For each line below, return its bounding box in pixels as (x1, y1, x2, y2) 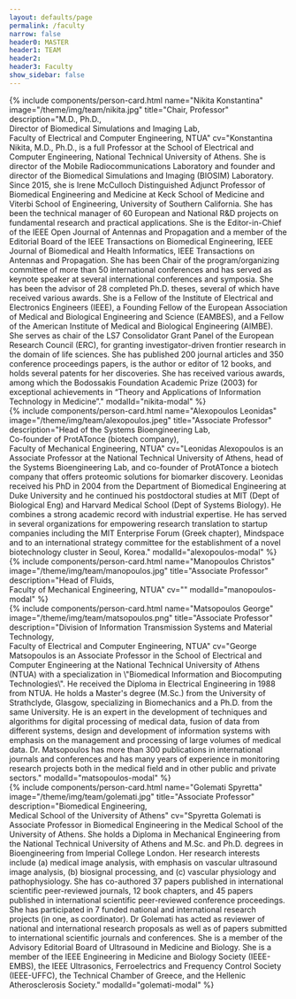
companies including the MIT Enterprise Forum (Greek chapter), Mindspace (9, 528, 285, 538)
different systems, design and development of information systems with (9, 725, 271, 736)
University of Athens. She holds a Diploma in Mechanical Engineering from (9, 829, 281, 840)
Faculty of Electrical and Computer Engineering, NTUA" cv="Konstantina (9, 132, 273, 143)
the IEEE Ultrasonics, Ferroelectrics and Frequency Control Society (38, 960, 282, 971)
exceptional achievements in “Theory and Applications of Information (9, 386, 262, 397)
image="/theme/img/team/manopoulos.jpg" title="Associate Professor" (9, 565, 269, 576)
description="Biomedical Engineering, (9, 801, 148, 811)
